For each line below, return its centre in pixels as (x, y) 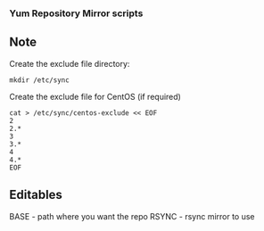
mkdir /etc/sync (39, 80)
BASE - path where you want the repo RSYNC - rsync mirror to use (132, 216)
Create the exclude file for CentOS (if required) (95, 96)
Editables (36, 195)
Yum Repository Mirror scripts (76, 13)
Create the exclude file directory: (70, 63)
